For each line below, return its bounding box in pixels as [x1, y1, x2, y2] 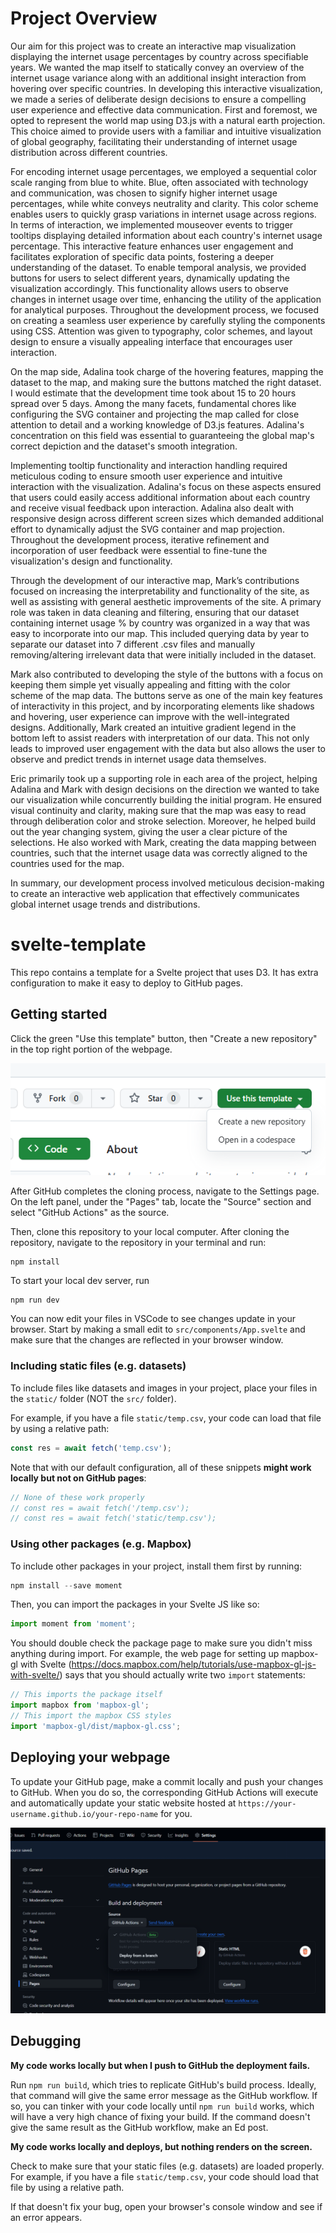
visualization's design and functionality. [10, 555, 173, 567]
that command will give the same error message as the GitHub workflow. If [10, 2089, 318, 2101]
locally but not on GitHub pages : [10, 1472, 147, 1484]
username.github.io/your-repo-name [10, 1809, 159, 1819]
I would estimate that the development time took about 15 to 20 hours [10, 387, 297, 399]
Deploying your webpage [10, 1749, 171, 1766]
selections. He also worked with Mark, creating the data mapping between [10, 836, 317, 848]
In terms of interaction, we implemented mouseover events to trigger [10, 218, 294, 231]
